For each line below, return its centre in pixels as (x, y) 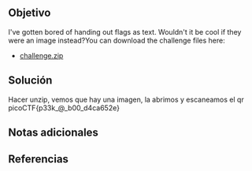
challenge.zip (41, 55)
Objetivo (30, 13)
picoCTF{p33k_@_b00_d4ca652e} (64, 108)
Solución (30, 81)
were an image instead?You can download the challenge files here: (117, 40)
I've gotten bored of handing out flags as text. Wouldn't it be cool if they (125, 32)
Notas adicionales (53, 133)
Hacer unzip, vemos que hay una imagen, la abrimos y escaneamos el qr (126, 99)
